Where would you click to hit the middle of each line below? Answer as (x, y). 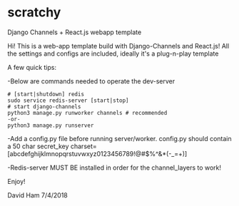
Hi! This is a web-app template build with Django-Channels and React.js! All (118, 46)
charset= (84, 146)
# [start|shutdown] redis (46, 94)
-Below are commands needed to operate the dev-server (91, 81)
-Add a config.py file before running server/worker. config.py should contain (119, 138)
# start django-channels (44, 107)
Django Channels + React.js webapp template (75, 32)
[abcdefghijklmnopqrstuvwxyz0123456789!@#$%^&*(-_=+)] (97, 153)
